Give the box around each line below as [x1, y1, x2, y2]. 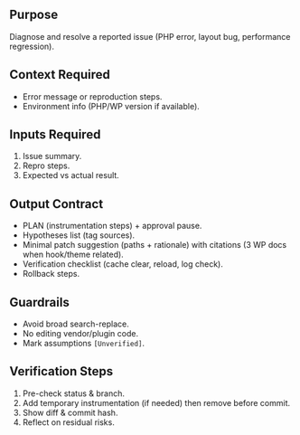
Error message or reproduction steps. [22, 90, 163, 102]
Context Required [9, 67, 111, 82]
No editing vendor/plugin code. [22, 328, 138, 339]
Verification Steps [9, 364, 114, 379]
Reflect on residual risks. [22, 416, 115, 428]
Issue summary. [22, 151, 82, 162]
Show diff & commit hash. [22, 407, 118, 418]
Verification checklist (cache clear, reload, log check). [22, 259, 223, 270]
